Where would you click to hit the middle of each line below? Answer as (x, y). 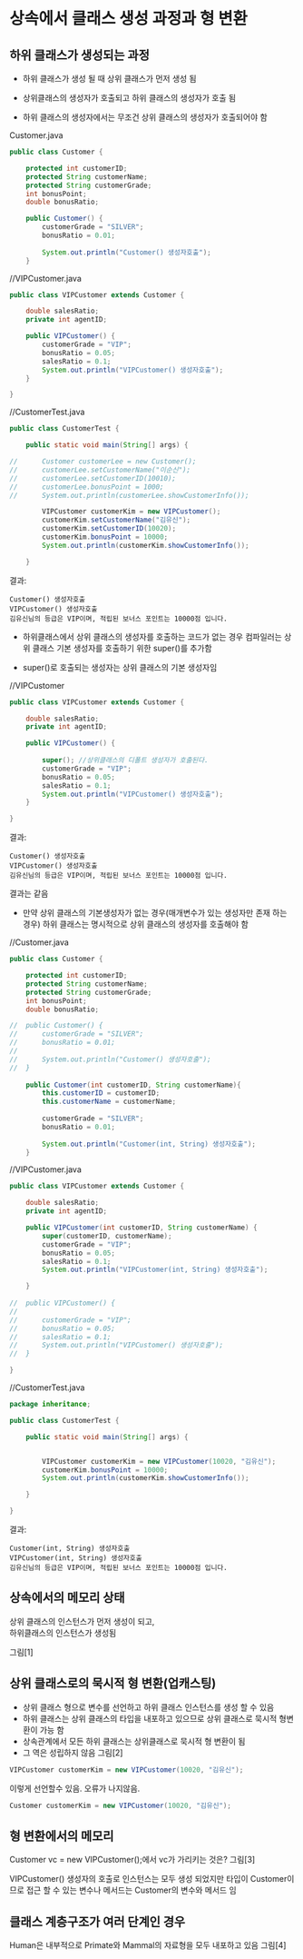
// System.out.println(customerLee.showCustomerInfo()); (129, 495)
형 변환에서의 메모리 (62, 1836)
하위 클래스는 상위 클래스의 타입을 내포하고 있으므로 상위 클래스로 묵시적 (150, 1718)
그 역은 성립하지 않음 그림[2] (73, 1752)
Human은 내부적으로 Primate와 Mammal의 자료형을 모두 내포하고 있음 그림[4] (148, 1945)
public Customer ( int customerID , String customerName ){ (134, 1085)
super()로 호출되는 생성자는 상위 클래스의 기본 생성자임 (120, 667)
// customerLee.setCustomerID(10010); (93, 478)
